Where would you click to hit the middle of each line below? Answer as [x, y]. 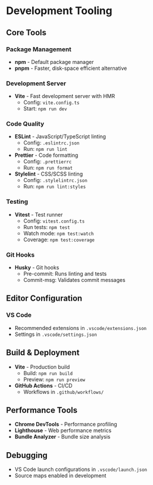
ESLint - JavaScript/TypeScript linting [60, 137]
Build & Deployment [43, 353]
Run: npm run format [48, 168]
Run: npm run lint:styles [55, 187]
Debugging [27, 455]
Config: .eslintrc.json [51, 143]
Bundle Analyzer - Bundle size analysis [62, 437]
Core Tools [26, 33]
